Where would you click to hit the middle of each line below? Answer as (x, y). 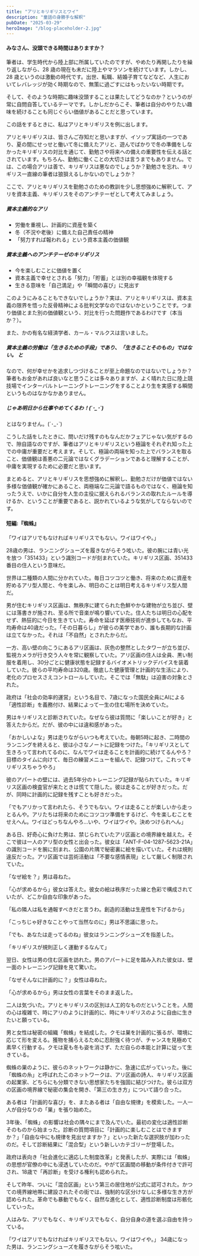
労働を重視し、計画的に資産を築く (56, 225)
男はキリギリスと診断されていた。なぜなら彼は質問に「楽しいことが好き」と (99, 717)
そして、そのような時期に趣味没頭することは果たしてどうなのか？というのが (99, 97)
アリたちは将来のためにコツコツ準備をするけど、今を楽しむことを (112, 814)
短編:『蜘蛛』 (23, 523)
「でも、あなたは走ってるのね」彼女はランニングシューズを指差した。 (92, 934)
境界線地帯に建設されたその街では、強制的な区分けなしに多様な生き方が (105, 1192)
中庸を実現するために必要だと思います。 (55, 466)
